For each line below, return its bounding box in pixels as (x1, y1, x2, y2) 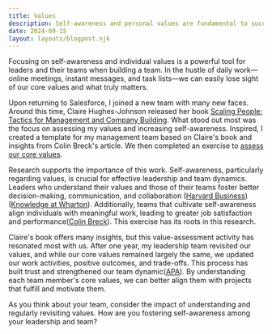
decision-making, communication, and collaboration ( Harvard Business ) (8, 191, 249, 201)
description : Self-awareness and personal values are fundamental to (8, 19, 249, 27)
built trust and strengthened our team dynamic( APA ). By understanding (8, 267, 245, 277)
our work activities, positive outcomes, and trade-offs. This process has (8, 258, 249, 268)
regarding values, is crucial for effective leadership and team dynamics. (8, 174, 248, 184)
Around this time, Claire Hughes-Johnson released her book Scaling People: (8, 107, 263, 116)
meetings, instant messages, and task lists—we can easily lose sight (30, 74, 259, 83)
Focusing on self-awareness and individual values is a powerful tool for (8, 57, 246, 66)
